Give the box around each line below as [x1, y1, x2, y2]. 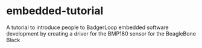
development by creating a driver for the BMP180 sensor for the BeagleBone [6, 30, 196, 37]
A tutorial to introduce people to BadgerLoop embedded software [6, 24, 169, 31]
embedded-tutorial [6, 4, 104, 18]
